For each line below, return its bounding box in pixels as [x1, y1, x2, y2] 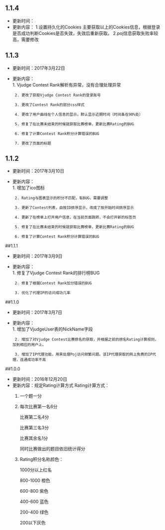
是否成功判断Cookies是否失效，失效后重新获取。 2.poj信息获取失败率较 [12, 30, 159, 36]
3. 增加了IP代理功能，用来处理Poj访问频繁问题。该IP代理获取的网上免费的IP [14, 352, 153, 357]
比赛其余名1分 [19, 435, 48, 442]
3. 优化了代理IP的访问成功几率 [14, 290, 71, 295]
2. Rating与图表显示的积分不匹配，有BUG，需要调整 [14, 196, 108, 201]
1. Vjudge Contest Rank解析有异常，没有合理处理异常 [12, 82, 121, 88]
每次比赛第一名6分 [19, 404, 58, 410]
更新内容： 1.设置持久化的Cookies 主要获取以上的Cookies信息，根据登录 [12, 24, 161, 30]
